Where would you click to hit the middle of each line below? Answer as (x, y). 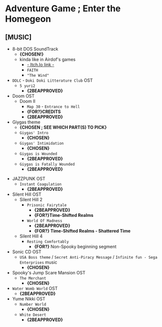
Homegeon (28, 19)
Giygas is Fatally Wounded (47, 164)
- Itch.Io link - (40, 65)
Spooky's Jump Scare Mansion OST (49, 273)
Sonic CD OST (27, 252)
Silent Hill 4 (31, 236)
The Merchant (33, 278)
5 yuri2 (27, 86)
